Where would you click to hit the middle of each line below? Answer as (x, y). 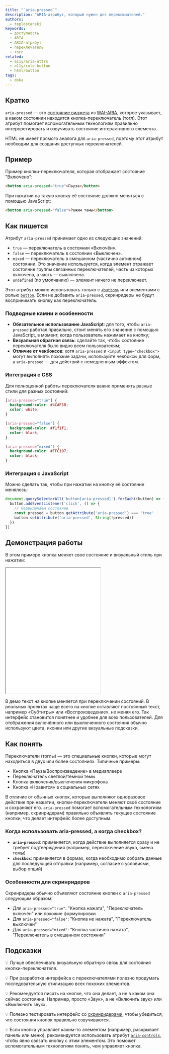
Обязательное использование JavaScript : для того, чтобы (76, 325)
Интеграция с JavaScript (37, 473)
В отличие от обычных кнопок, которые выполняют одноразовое (75, 797)
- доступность (24, 33)
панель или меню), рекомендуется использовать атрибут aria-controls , (83, 1035)
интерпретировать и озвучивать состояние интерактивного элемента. (81, 128)
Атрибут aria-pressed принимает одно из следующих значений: (74, 238)
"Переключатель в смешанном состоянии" (59, 935)
